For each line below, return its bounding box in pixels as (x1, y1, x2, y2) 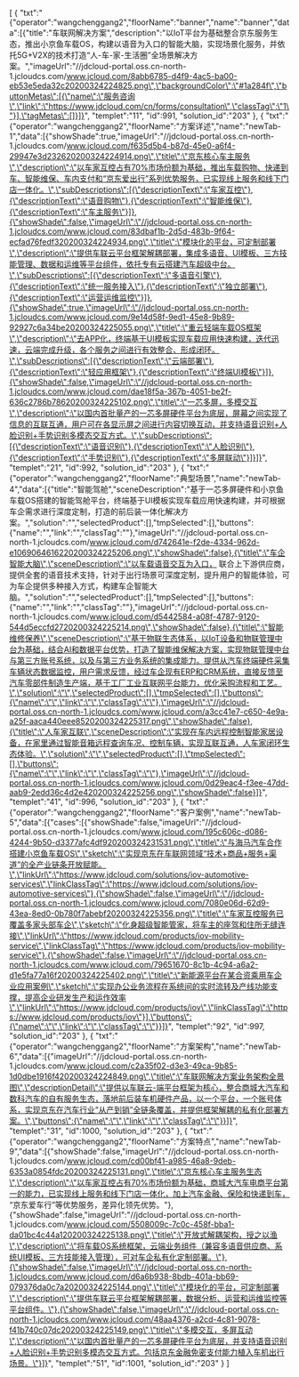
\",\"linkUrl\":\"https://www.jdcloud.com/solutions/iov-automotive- (9, 869, 249, 880)
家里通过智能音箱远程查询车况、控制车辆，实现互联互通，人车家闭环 (32, 737, 282, 748)
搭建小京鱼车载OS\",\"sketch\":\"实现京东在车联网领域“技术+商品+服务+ (9, 849, 270, 858)
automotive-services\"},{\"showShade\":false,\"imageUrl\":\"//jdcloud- (9, 889, 264, 898)
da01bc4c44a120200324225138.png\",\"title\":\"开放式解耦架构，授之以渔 (9, 1229, 279, 1240)
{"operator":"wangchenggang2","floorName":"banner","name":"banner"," (9, 17, 279, 28)
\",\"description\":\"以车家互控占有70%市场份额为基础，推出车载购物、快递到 (9, 162, 289, 173)
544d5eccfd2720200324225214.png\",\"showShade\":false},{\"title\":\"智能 (9, 622, 284, 632)
